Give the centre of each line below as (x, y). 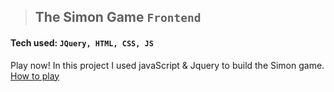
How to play (35, 76)
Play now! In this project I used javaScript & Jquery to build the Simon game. (167, 65)
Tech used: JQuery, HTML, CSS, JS (82, 42)
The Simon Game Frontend (118, 17)
